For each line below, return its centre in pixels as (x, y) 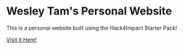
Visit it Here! (22, 39)
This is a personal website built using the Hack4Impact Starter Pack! (92, 28)
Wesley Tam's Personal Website (89, 11)
